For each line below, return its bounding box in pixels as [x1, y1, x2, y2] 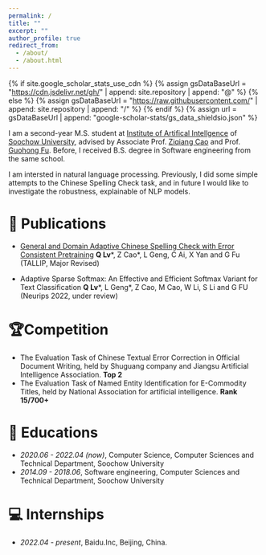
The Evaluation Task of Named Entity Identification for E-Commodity [19, 378, 247, 388]
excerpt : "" [8, 27, 48, 35]
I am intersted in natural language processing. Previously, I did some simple [8, 169, 259, 179]
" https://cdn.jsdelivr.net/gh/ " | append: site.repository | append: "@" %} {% [8, 87, 259, 96]
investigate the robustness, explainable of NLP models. [8, 186, 190, 196]
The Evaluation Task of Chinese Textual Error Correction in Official [19, 353, 239, 362]
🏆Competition [8, 320, 108, 338]
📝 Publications [8, 214, 107, 233]
